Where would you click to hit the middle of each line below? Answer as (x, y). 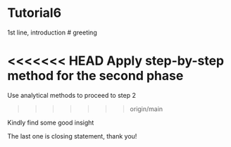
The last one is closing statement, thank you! (72, 136)
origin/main (146, 109)
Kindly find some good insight (51, 122)
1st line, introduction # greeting (52, 32)
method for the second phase (95, 76)
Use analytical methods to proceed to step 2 (71, 95)
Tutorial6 (35, 13)
